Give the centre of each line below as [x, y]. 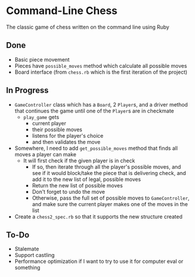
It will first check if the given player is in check [79, 160]
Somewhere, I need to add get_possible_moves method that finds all [96, 148]
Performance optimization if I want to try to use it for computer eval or [99, 261]
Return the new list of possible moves [77, 185]
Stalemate [27, 249]
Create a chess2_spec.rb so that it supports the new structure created [98, 216]
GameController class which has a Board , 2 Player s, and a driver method [101, 104]
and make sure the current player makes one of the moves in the [110, 204]
